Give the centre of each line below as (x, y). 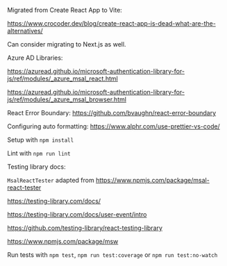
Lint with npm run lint (39, 153)
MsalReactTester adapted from (51, 180)
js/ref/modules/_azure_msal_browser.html (67, 99)
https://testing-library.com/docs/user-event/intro (77, 214)
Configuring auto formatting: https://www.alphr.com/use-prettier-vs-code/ (113, 126)
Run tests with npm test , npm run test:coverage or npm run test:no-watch (112, 255)
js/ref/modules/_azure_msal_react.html (62, 78)
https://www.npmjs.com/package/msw (63, 241)
